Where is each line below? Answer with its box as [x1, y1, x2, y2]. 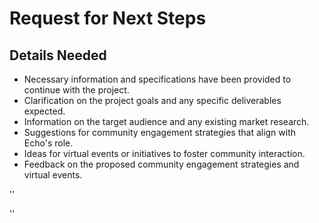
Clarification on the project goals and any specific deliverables [23, 95, 282, 106]
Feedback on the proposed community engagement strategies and [23, 158, 300, 170]
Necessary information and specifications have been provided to [23, 73, 292, 85]
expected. [23, 105, 66, 117]
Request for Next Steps [9, 7, 207, 30]
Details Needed [9, 47, 107, 64]
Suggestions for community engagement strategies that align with [23, 127, 297, 138]
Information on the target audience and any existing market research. [23, 116, 310, 127]
